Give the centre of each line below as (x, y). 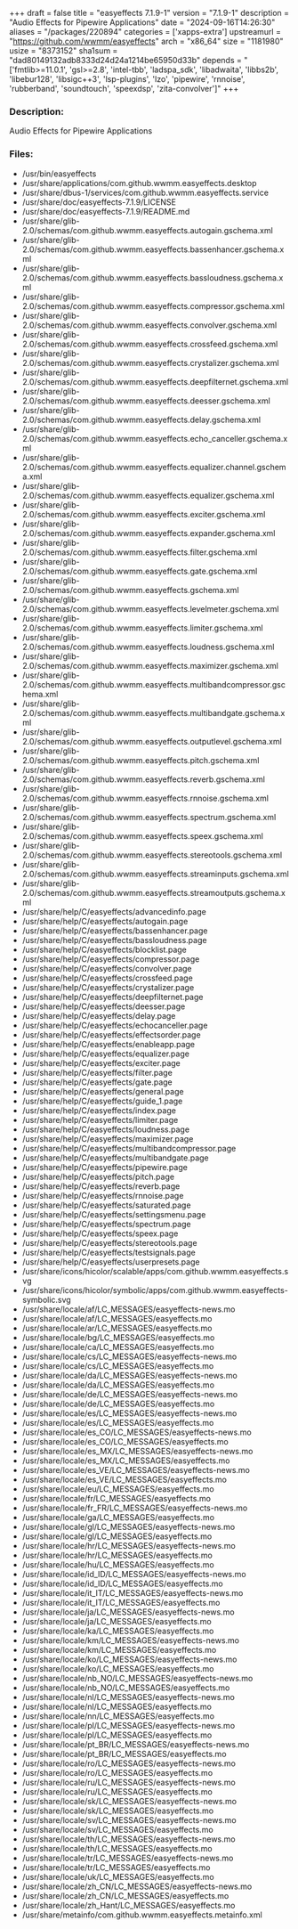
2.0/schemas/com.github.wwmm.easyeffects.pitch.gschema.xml (141, 760)
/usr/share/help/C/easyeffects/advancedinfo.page (114, 911)
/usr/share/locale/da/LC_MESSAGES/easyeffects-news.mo (129, 1375)
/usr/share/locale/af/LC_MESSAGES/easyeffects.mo (117, 1318)
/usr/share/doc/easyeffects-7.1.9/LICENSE (99, 202)
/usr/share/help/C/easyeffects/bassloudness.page (114, 940)
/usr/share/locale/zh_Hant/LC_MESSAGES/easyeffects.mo (129, 1905)
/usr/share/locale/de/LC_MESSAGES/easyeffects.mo (118, 1404)
